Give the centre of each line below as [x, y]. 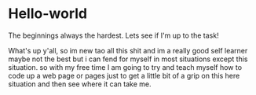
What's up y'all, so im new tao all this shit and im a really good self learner [128, 50]
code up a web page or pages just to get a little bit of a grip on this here [124, 75]
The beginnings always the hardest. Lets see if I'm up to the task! [113, 35]
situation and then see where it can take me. [80, 84]
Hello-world [48, 14]
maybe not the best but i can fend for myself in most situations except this [128, 59]
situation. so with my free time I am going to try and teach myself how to [125, 67]
